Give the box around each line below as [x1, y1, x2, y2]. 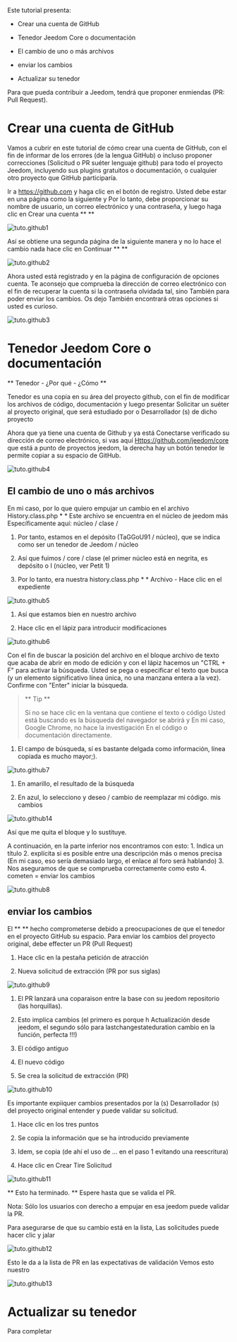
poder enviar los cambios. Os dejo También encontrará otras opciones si [7, 294, 219, 303]
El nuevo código [17, 1058, 65, 1066]
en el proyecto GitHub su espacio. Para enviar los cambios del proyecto [7, 932, 216, 940]
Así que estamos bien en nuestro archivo [17, 610, 137, 618]
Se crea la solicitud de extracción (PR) [17, 1071, 129, 1079]
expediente [17, 582, 51, 591]
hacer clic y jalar [7, 1230, 55, 1239]
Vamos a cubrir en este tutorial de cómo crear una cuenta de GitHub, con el [7, 143, 227, 152]
